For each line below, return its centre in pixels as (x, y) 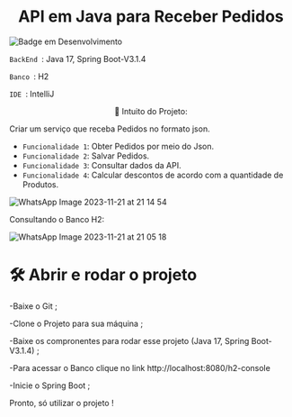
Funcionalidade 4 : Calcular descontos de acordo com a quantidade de (153, 175)
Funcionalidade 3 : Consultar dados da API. (102, 165)
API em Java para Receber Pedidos (151, 17)
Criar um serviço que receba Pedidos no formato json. (110, 129)
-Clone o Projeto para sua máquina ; (76, 323)
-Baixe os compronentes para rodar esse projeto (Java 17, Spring (129, 340)
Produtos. (40, 184)
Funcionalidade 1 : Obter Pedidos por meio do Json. (118, 146)
